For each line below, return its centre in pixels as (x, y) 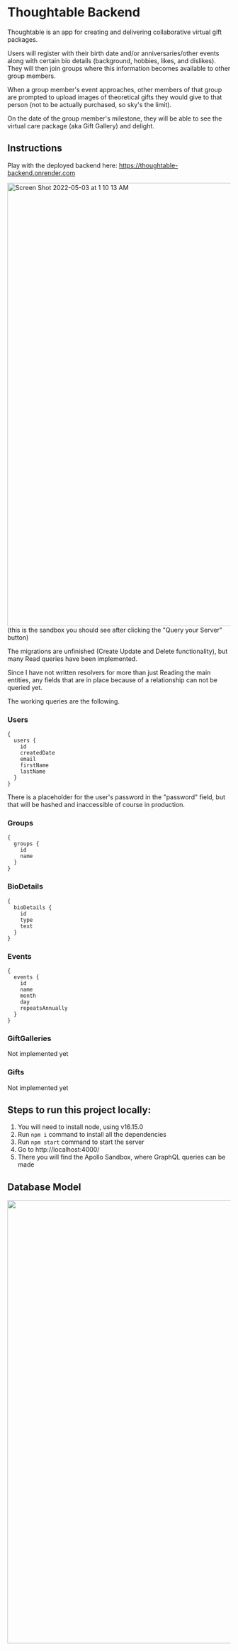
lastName (33, 772)
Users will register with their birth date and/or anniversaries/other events (113, 53)
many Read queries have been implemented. (73, 658)
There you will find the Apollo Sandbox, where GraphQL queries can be (121, 1157)
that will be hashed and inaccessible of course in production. (96, 805)
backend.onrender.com (41, 173)
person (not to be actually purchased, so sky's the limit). (90, 104)
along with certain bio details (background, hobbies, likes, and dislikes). (112, 60)
